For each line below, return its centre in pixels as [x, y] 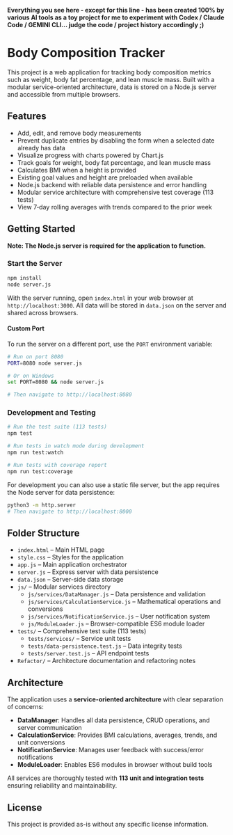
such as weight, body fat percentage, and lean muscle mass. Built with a [111, 79]
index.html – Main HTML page [61, 550]
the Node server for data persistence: [61, 492]
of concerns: [25, 707]
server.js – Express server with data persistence [88, 572]
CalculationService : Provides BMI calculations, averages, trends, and [117, 735]
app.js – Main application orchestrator [72, 565]
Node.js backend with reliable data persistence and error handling [112, 184]
